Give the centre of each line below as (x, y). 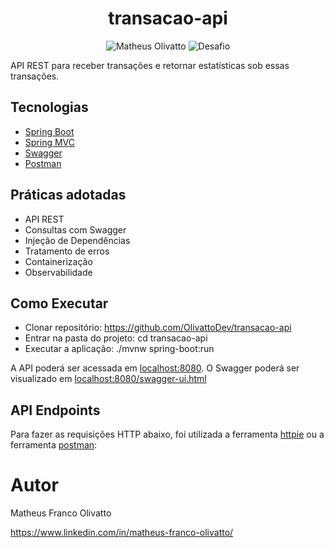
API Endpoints (55, 410)
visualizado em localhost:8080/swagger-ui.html (108, 379)
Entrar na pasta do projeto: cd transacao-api (116, 338)
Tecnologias (49, 107)
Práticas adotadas (68, 195)
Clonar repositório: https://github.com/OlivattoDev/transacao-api (158, 328)
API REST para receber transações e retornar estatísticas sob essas (150, 65)
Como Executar (59, 303)
